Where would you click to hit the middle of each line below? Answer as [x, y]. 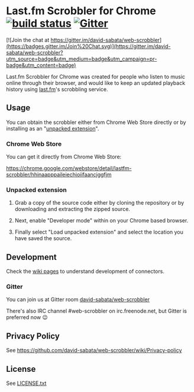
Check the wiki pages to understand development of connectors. [85, 272]
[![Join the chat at [28, 40]
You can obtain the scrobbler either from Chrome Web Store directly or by [96, 122]
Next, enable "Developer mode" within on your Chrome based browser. [101, 221]
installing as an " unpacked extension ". [53, 128]
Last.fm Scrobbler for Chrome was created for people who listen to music [96, 77]
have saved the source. [43, 238]
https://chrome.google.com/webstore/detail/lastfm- [69, 168]
